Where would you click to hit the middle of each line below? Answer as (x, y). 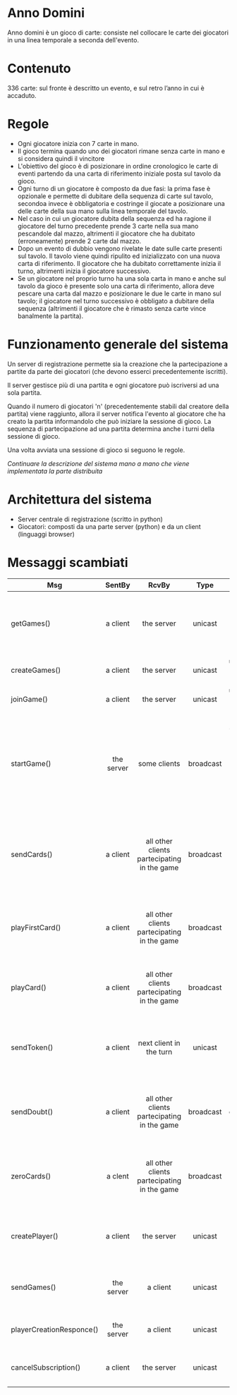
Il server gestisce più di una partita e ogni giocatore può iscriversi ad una (113, 385)
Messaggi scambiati (68, 562)
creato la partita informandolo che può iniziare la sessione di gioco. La (109, 421)
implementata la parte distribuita (55, 471)
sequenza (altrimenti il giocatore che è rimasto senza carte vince (112, 308)
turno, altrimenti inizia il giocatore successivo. (84, 271)
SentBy (118, 585)
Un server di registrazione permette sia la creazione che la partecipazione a (117, 364)
